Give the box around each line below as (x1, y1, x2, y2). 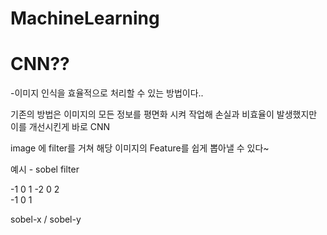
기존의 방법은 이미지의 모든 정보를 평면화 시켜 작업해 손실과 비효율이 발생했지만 (10, 108, 318, 121)
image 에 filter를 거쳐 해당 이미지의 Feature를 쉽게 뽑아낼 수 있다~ (10, 142, 270, 154)
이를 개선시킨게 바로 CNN (10, 121, 111, 133)
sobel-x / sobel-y (10, 213, 82, 226)
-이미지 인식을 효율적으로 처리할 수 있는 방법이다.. (10, 87, 204, 99)
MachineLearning (10, 7, 160, 30)
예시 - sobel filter (10, 163, 80, 176)
